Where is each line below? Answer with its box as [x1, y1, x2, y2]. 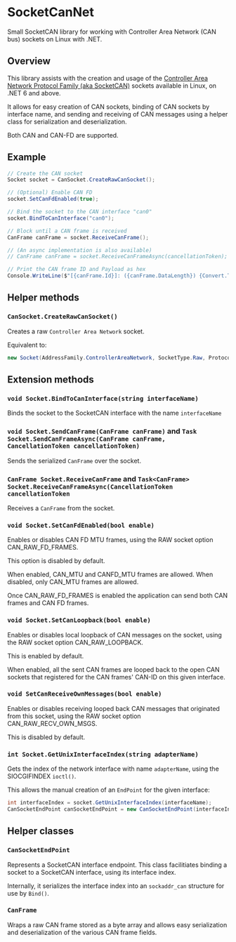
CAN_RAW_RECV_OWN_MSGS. [7, 719, 98, 727]
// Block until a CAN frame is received [7, 227, 128, 234]
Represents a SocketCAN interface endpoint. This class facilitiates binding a [7, 861, 228, 869]
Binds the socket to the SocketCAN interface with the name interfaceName [7, 409, 222, 418]
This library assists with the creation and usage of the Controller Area [7, 74, 209, 82]
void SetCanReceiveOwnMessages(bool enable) [7, 690, 162, 698]
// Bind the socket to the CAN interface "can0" [7, 208, 152, 215]
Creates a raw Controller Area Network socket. [7, 327, 145, 336]
